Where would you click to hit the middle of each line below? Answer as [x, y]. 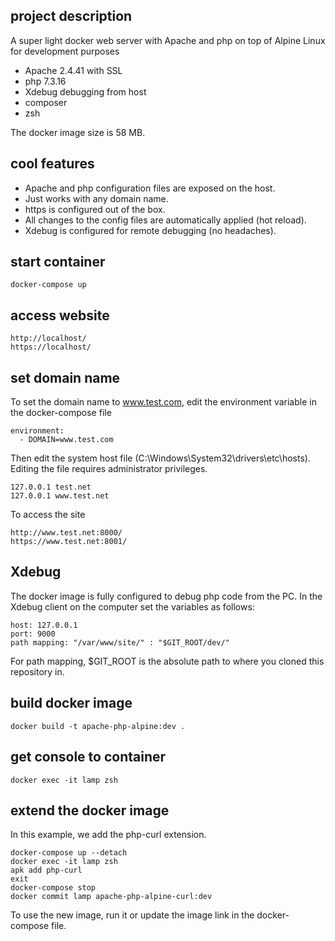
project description [71, 16]
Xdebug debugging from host [85, 91]
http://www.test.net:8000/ [66, 533]
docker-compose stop [53, 888]
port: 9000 [33, 634]
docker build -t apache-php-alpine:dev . [98, 726]
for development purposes [65, 51]
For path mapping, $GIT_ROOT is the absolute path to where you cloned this [167, 661]
